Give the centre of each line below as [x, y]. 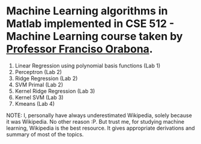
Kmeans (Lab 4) [35, 103]
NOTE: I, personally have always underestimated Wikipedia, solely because [99, 115]
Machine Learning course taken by [94, 36]
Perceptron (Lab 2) [38, 72]
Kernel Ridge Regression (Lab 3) [55, 91]
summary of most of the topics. [45, 134]
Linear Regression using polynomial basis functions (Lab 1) [88, 65]
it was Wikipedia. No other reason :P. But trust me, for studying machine [95, 121]
